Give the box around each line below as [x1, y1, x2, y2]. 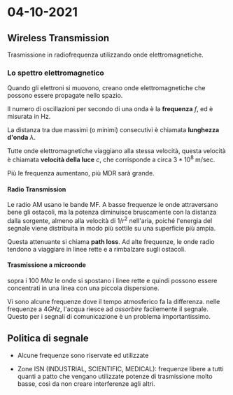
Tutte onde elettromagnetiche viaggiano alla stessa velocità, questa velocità [7, 147, 226, 155]
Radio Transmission [7, 185, 66, 193]
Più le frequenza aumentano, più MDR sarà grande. [7, 168, 155, 177]
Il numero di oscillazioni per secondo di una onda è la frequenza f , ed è [7, 105, 213, 113]
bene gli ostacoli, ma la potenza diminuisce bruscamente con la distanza [7, 208, 217, 217]
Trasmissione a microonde [7, 261, 86, 269]
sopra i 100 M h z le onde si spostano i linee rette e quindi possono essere [7, 277, 218, 285]
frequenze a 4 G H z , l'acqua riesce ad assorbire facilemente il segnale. [7, 305, 209, 313]
